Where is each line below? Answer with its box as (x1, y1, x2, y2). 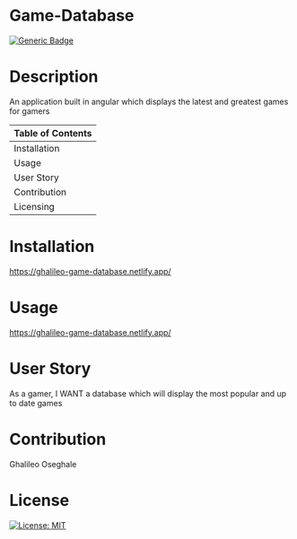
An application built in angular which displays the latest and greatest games (9, 96, 289, 107)
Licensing (13, 200, 56, 213)
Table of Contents (13, 126, 92, 139)
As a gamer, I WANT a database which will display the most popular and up (9, 387, 287, 399)
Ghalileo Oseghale (9, 458, 77, 469)
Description (9, 66, 99, 87)
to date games (9, 397, 63, 408)
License (9, 490, 70, 510)
